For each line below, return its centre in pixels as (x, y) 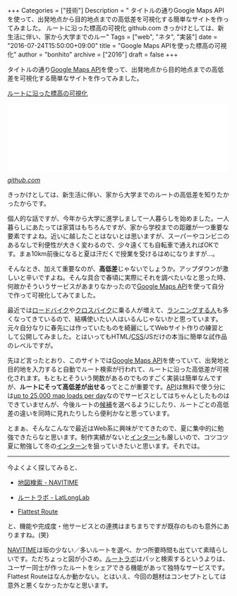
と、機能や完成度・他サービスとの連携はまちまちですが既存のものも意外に (115, 526)
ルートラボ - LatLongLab (53, 497)
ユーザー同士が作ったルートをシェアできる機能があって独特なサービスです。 (118, 567)
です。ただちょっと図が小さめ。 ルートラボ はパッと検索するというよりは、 (121, 559)
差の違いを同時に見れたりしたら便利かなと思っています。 (90, 413)
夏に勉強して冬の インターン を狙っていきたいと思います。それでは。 (105, 446)
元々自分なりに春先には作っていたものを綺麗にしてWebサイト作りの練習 (113, 328)
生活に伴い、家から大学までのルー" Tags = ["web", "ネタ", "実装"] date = (113, 37)
